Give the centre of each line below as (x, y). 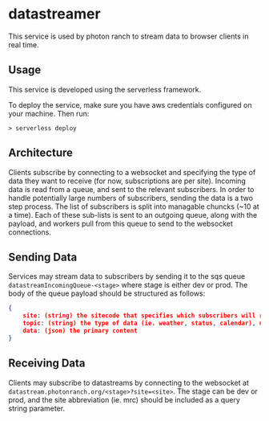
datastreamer (55, 14)
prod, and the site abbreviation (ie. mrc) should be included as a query (124, 399)
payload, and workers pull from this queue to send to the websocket (121, 223)
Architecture (41, 153)
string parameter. (37, 408)
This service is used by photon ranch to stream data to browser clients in (128, 36)
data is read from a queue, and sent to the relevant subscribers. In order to (131, 189)
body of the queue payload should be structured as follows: (107, 293)
